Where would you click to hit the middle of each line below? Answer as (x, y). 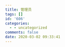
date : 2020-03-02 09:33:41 (33, 37)
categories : (17, 23)
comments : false (22, 32)
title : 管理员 (18, 10)
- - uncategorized (29, 28)
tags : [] (14, 14)
